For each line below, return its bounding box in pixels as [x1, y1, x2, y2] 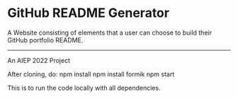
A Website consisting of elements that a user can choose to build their [7, 28, 212, 37]
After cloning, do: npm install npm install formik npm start [7, 69, 175, 78]
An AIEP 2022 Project [7, 56, 71, 64]
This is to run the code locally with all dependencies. [7, 83, 161, 92]
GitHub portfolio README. [7, 35, 84, 44]
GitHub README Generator [7, 5, 170, 21]
